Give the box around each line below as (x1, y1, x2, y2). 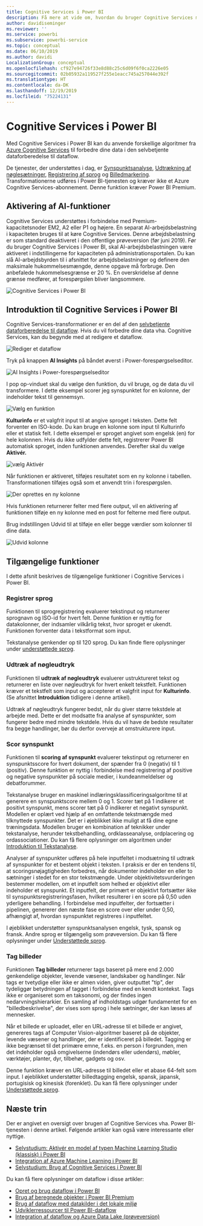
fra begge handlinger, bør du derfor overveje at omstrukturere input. (6, 725, 176, 732)
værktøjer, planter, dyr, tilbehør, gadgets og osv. (6, 1055, 126, 1062)
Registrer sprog (6, 594, 53, 603)
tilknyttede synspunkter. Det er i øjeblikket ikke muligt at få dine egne (6, 817, 178, 825)
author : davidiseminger (6, 20, 66, 26)
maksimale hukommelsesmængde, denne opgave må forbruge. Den (6, 262, 175, 270)
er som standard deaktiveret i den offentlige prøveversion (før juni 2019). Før (6, 236, 196, 244)
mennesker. (6, 1011, 36, 1019)
